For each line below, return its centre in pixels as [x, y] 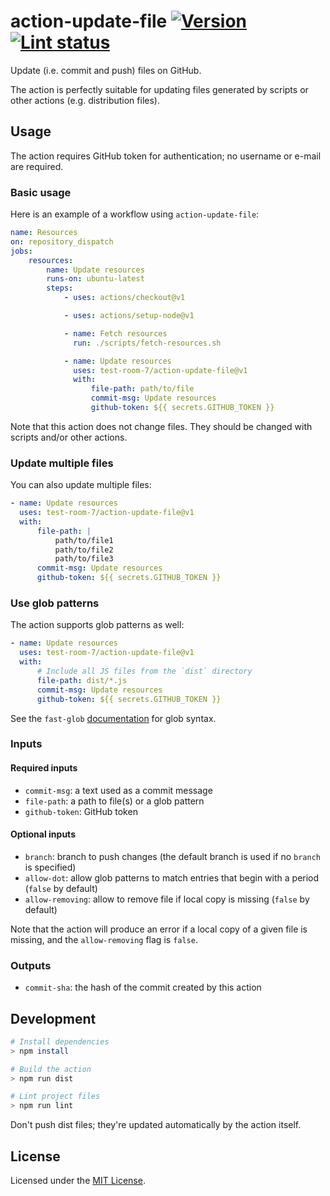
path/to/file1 [84, 540]
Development [53, 1018]
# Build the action [51, 1069]
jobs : [21, 251]
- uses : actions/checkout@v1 [124, 298]
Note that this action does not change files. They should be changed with [161, 426]
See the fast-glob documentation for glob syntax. [113, 718]
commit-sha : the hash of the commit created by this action [143, 987]
